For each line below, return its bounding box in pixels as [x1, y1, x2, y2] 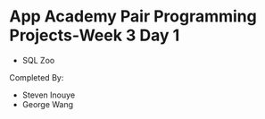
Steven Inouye [21, 89, 76, 100]
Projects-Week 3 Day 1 [9, 25, 180, 46]
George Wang [21, 98, 74, 109]
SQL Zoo [21, 55, 55, 65]
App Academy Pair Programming [9, 6, 257, 27]
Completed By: [9, 72, 64, 82]
